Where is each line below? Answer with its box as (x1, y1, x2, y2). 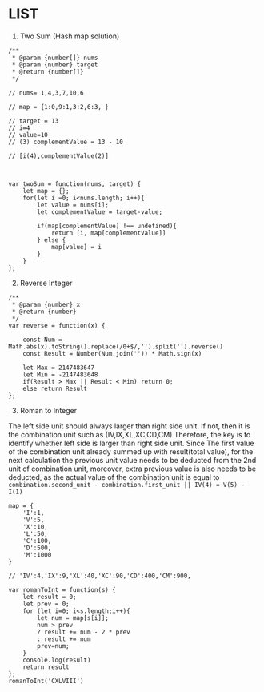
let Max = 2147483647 (22, 364, 94, 372)
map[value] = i (50, 243, 102, 251)
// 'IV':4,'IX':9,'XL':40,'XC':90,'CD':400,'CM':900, (8, 572, 192, 580)
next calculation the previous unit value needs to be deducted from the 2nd (8, 455, 257, 465)
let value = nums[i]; (37, 201, 110, 209)
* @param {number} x (11, 300, 81, 308)
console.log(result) (22, 656, 91, 664)
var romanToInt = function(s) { (8, 585, 116, 593)
